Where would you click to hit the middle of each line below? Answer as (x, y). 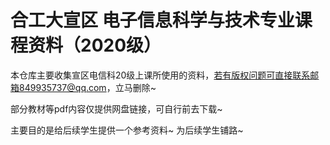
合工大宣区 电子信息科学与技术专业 (152, 20)
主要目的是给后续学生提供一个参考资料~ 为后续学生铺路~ (127, 130)
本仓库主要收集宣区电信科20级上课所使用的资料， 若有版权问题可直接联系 (160, 75)
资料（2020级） (95, 45)
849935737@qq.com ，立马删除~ (87, 87)
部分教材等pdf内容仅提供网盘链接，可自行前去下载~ (116, 108)
